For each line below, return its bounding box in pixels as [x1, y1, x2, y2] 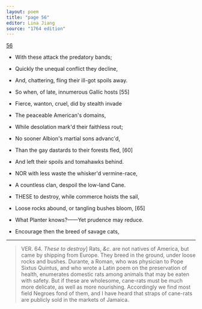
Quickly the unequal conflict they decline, [14, 65, 118, 73]
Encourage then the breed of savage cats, [14, 228, 120, 235]
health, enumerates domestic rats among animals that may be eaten [20, 271, 189, 278]
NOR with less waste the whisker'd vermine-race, [14, 170, 138, 177]
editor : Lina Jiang [6, 20, 55, 26]
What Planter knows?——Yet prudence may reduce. [14, 217, 144, 224]
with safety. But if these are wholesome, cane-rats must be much [20, 277, 183, 284]
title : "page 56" [6, 14, 50, 20]
